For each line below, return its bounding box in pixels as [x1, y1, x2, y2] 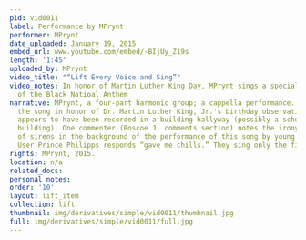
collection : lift [9, 200, 76, 210]
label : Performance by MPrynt [9, 22, 125, 31]
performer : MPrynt [9, 30, 79, 39]
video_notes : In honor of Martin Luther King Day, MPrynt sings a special [9, 81, 300, 90]
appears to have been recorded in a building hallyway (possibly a [17, 115, 280, 124]
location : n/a [9, 157, 64, 167]
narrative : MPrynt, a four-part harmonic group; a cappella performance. [9, 98, 296, 108]
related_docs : [9, 166, 64, 175]
